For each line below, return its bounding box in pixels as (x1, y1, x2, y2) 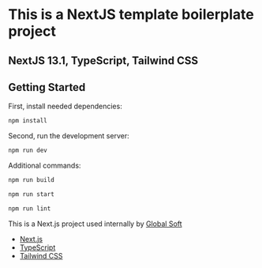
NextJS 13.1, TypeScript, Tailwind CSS (8, 54, 199, 67)
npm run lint (8, 204, 51, 213)
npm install (8, 117, 47, 125)
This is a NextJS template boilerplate (8, 6, 254, 24)
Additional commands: (8, 160, 81, 171)
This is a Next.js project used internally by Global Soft (8, 219, 183, 228)
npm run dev (8, 146, 47, 155)
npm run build (8, 176, 55, 184)
